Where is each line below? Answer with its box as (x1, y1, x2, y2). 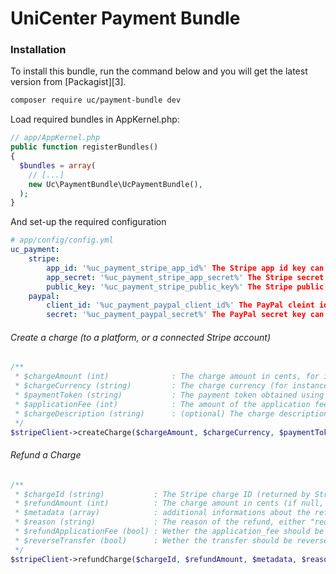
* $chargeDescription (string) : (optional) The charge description (14, 408, 329, 419)
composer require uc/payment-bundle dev (10, 95, 182, 106)
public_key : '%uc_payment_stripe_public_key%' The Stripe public (46, 282, 325, 292)
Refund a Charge (10, 449, 82, 461)
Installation (10, 43, 67, 57)
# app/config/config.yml (10, 235, 114, 246)
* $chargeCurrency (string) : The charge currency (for (14, 381, 288, 391)
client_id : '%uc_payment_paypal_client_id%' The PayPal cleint (46, 300, 315, 311)
